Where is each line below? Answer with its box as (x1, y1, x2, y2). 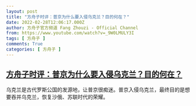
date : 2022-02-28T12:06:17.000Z (6, 19, 85, 25)
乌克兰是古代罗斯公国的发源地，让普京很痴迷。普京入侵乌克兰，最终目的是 (6, 86, 185, 93)
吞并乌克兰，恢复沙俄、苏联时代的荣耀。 (10, 93, 108, 100)
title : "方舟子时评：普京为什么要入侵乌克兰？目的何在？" (6, 14, 129, 20)
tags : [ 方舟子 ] (6, 36, 45, 41)
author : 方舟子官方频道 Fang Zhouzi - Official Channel (6, 24, 139, 31)
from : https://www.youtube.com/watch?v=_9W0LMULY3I (6, 30, 134, 36)
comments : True (6, 41, 43, 47)
